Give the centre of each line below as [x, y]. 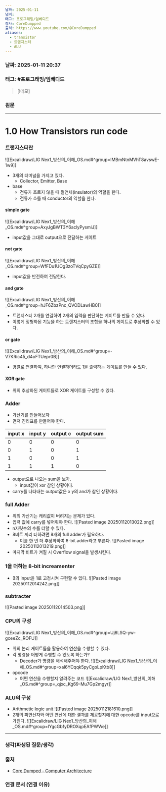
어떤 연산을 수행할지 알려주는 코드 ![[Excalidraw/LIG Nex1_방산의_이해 [87, 679]
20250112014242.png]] [36, 583]
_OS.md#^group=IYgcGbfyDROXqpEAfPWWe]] [60, 727]
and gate [14, 288]
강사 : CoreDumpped [23, 24]
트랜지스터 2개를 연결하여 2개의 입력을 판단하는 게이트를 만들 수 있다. [79, 316]
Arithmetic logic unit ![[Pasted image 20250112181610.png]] [72, 709]
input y [37, 433]
